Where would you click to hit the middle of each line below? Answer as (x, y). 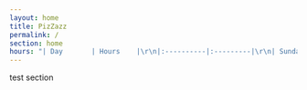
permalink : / (34, 35)
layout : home (34, 18)
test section (32, 77)
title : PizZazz (38, 26)
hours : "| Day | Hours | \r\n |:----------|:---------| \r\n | (143, 52)
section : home (37, 43)
